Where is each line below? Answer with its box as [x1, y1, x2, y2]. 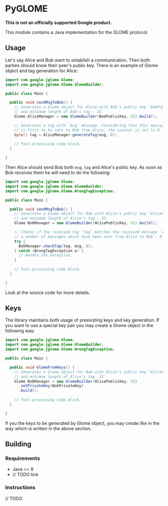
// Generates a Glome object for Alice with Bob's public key [14, 104, 146, 110]
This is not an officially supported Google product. [5, 19, 112, 25]
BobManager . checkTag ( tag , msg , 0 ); [18, 243, 93, 248]
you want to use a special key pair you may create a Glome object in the [5, 322, 153, 328]
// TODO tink [12, 471, 38, 477]
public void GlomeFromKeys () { [9, 364, 75, 370]
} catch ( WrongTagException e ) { [14, 248, 84, 253]
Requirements [5, 455, 40, 461]
